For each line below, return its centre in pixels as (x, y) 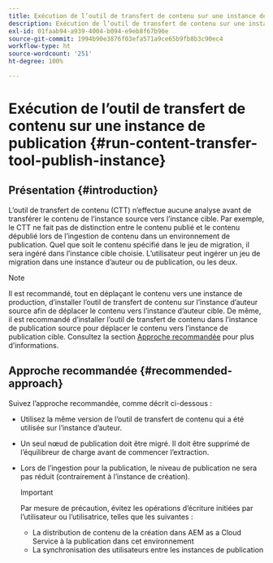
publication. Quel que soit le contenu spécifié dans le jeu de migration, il (129, 244)
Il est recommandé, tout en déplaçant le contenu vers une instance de (126, 293)
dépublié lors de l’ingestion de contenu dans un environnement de (119, 236)
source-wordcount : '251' (50, 54)
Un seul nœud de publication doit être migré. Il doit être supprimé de (135, 443)
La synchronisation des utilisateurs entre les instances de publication (148, 549)
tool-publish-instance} (87, 161)
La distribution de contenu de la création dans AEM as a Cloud (137, 532)
